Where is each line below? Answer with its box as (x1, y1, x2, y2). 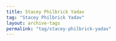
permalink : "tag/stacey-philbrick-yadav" (6, 25, 112, 32)
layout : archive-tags (6, 20, 61, 26)
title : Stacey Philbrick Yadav (6, 8, 85, 15)
